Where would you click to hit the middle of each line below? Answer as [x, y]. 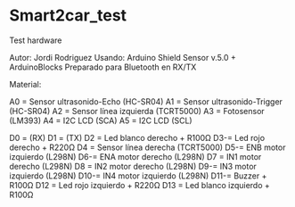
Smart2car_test [68, 16]
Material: [25, 84]
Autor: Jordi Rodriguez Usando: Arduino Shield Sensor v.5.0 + [123, 57]
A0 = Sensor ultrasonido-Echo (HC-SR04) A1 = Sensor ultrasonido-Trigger [146, 101]
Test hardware [36, 40]
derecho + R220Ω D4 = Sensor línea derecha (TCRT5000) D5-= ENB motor [147, 147]
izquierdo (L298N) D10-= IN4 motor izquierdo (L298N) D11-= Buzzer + [138, 176]
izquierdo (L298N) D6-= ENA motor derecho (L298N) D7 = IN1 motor [135, 156]
